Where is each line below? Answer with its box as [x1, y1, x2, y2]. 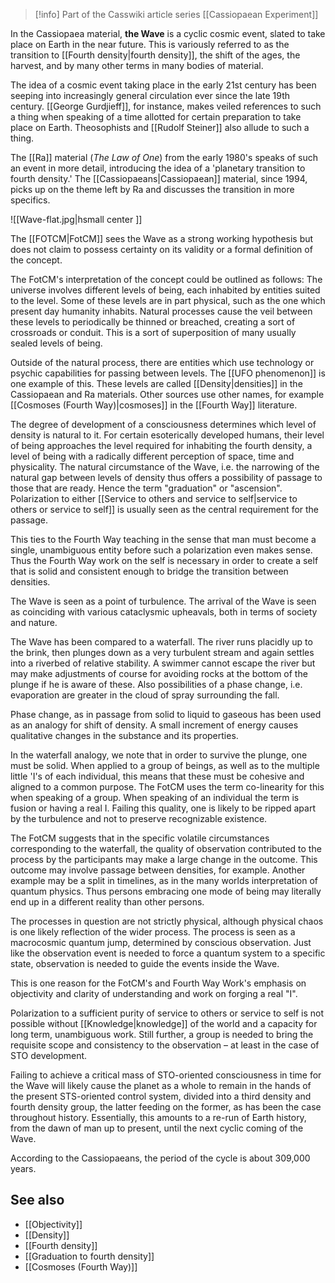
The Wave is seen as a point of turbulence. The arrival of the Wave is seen [10, 595, 317, 607]
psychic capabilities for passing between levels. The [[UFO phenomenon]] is [10, 367, 326, 379]
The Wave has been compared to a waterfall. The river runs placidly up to [10, 636, 313, 648]
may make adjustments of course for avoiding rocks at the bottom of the [10, 668, 308, 679]
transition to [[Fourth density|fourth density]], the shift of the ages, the [10, 49, 301, 61]
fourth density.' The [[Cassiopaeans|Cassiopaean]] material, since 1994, [10, 173, 308, 184]
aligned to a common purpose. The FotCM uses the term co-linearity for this [10, 781, 325, 793]
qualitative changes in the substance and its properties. [10, 730, 239, 741]
